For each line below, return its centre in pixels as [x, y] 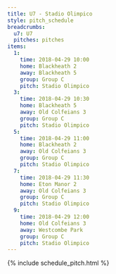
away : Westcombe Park [51, 230]
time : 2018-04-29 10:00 [55, 60]
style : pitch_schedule [40, 20]
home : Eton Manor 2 [49, 184]
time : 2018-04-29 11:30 [55, 178]
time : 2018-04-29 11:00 [55, 138]
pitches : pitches [39, 40]
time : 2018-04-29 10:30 [55, 99]
